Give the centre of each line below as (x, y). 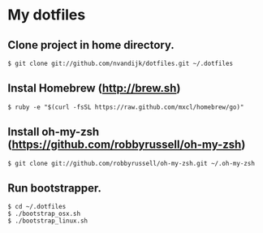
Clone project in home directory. (91, 45)
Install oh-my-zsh (54, 132)
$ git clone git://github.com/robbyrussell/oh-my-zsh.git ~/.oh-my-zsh (131, 163)
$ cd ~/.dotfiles (37, 207)
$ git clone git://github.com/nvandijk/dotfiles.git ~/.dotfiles (120, 63)
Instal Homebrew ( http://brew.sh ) (94, 88)
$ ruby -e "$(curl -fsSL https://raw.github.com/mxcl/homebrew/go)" (126, 107)
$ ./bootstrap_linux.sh (48, 221)
